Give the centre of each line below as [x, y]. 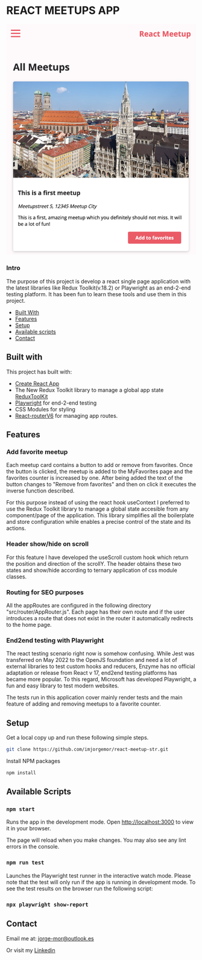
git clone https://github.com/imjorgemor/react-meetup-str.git [87, 750]
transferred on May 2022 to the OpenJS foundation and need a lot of [92, 660]
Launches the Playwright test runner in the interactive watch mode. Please [99, 875]
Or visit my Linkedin [31, 950]
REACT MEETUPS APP [63, 11]
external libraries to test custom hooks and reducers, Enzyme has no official [101, 666]
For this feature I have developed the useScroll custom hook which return [97, 557]
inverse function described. [40, 491]
